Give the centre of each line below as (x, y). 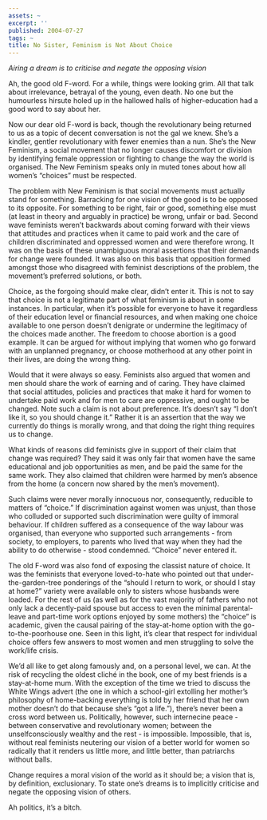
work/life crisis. (33, 651)
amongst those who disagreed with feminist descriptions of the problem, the (133, 268)
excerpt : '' (28, 23)
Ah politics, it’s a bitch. (45, 807)
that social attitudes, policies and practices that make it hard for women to (130, 392)
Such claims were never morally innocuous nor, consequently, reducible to (131, 500)
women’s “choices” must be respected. (73, 176)
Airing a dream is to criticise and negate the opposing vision (108, 68)
